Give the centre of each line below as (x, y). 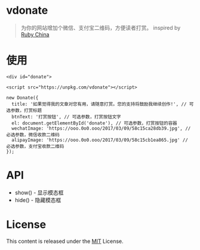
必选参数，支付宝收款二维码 (35, 146)
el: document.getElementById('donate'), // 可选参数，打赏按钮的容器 (94, 123)
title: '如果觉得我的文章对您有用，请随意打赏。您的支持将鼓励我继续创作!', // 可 (103, 104)
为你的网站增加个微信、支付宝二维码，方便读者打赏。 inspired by (101, 28)
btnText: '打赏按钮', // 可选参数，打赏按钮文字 (66, 117)
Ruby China (35, 34)
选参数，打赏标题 (24, 110)
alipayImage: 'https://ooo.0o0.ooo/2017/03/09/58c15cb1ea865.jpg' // (100, 140)
